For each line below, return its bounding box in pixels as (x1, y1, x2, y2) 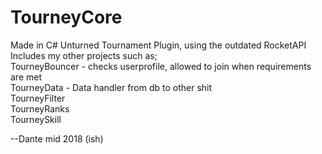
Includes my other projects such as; (10, 49, 158, 61)
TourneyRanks (10, 102, 70, 115)
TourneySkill (10, 113, 62, 125)
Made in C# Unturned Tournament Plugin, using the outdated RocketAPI (10, 39, 307, 51)
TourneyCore (10, 6, 123, 29)
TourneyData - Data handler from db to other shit (10, 81, 213, 93)
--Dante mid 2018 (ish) (10, 132, 104, 145)
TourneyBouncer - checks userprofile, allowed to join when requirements (10, 60, 312, 72)
